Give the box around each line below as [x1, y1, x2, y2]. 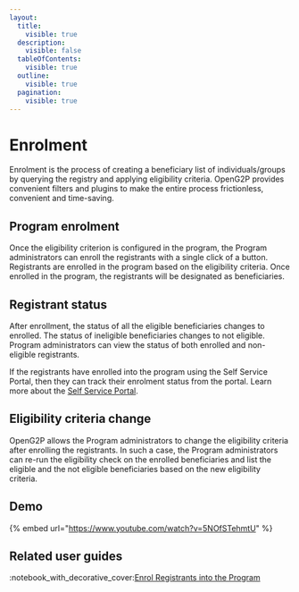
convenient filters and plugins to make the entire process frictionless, [9, 183, 264, 194]
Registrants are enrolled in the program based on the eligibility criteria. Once [9, 261, 290, 273]
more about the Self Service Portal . [9, 385, 138, 396]
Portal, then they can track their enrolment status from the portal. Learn [9, 376, 272, 386]
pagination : [17, 88, 62, 97]
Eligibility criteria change [9, 411, 152, 427]
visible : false [25, 47, 82, 55]
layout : [9, 13, 38, 22]
